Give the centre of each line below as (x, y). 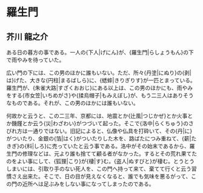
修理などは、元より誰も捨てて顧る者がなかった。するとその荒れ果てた (110, 154)
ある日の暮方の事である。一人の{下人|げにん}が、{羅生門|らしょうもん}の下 (100, 52)
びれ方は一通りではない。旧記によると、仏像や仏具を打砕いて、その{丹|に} (99, 131)
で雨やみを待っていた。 (35, 60)
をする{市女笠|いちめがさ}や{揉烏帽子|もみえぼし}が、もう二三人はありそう (100, 95)
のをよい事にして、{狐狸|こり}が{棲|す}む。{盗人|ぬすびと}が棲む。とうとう (101, 161)
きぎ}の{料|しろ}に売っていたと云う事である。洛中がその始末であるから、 (98, 146)
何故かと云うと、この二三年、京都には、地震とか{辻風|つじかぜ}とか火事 (97, 116)
